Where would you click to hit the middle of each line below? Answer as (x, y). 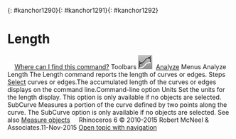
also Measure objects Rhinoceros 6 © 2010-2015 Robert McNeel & (108, 120)
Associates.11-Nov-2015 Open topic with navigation (82, 127)
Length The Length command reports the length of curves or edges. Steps (117, 74)
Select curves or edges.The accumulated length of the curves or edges (112, 82)
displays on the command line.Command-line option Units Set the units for (116, 89)
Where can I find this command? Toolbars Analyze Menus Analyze (120, 66)
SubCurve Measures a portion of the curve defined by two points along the (117, 104)
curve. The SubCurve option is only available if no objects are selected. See (118, 112)
